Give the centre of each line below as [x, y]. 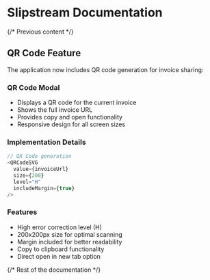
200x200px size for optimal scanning [70, 234]
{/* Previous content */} [40, 32]
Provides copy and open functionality [70, 117]
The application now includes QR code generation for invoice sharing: [105, 69]
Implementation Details [47, 142]
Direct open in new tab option [59, 256]
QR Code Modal [34, 87]
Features [22, 212]
